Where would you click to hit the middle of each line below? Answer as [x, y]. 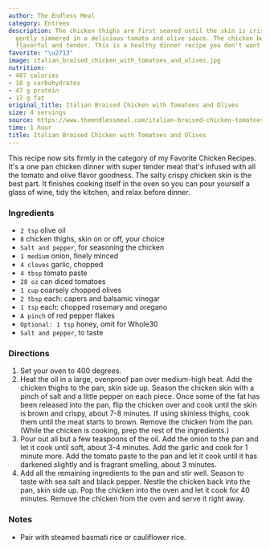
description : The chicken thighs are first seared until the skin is [127, 30]
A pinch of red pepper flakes [67, 315]
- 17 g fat [27, 98]
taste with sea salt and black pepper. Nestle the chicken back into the [135, 481]
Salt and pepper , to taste [61, 332]
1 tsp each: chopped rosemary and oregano [94, 306]
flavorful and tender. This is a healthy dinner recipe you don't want [138, 46]
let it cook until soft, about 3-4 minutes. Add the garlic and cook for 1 [134, 448]
